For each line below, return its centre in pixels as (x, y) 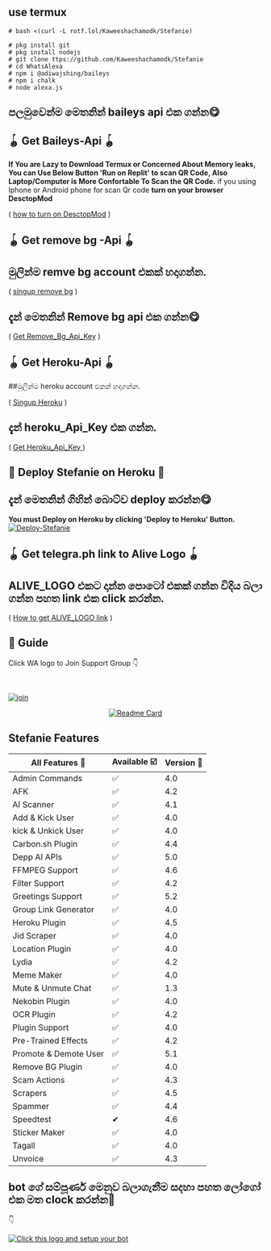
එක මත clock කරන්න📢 (62, 1200)
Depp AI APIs (38, 856)
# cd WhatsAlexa (35, 66)
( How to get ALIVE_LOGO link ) (60, 618)
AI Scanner (33, 804)
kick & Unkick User (48, 831)
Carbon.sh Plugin (45, 843)
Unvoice (28, 1158)
